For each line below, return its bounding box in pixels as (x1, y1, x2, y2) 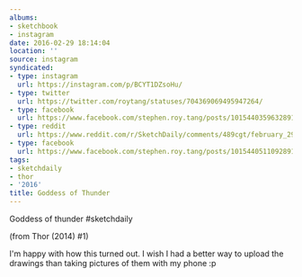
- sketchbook (9, 22, 58, 31)
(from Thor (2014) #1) (9, 231, 89, 241)
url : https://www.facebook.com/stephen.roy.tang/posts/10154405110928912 (17, 147, 299, 156)
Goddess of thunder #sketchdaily (9, 213, 133, 224)
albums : (9, 13, 39, 22)
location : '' (9, 47, 58, 56)
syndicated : (9, 64, 54, 73)
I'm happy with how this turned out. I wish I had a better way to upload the (9, 248, 284, 259)
